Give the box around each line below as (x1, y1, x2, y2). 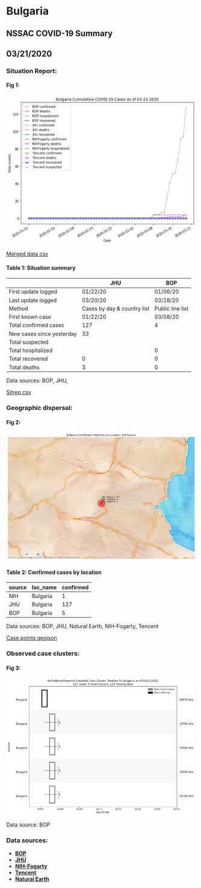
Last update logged (8, 297, 57, 304)
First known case (8, 313, 51, 321)
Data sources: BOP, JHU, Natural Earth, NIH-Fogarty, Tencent (6, 623, 159, 630)
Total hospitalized (8, 347, 53, 354)
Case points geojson (6, 634, 57, 641)
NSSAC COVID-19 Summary (6, 28, 113, 39)
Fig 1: (6, 81, 20, 89)
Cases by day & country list (82, 304, 149, 312)
